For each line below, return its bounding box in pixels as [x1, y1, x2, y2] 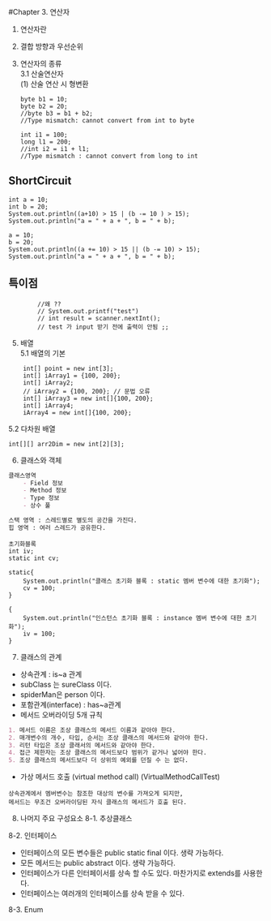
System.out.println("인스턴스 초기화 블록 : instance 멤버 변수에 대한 [23, 613, 243, 622]
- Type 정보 [23, 494, 60, 502]
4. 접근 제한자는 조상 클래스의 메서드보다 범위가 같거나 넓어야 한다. [8, 749, 208, 757]
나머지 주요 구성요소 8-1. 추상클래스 [19, 814, 133, 824]
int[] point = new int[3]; [23, 364, 114, 372]
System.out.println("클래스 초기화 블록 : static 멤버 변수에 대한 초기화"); [23, 577, 260, 585]
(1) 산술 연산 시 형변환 [19, 80, 89, 88]
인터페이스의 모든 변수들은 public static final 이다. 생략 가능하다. [19, 848, 224, 858]
